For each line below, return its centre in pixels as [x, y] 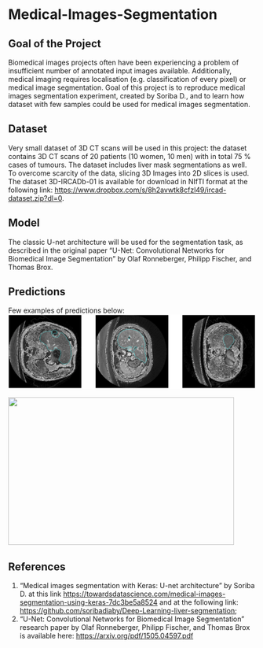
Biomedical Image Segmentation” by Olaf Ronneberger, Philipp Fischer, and [130, 258]
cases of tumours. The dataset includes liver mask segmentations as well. [128, 165]
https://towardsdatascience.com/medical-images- [144, 594]
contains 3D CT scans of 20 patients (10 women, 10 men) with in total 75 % [130, 156]
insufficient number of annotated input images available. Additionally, [120, 71]
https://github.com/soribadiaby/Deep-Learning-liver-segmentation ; [128, 611]
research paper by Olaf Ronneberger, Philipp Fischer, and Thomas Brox [135, 628]
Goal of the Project [55, 44]
